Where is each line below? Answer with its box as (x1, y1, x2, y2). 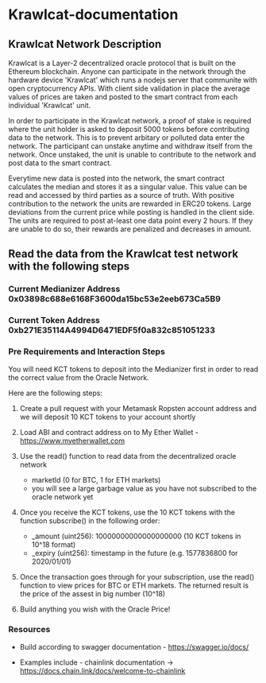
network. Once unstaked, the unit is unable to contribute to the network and (8, 149, 256, 159)
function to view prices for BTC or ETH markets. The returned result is (19, 580, 249, 590)
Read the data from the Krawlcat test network (8, 247, 239, 261)
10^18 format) (31, 539, 76, 549)
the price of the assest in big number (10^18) (19, 588, 165, 598)
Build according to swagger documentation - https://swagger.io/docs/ (19, 642, 249, 651)
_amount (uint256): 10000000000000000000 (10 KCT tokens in (31, 531, 241, 541)
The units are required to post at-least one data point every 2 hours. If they (8, 216, 253, 225)
